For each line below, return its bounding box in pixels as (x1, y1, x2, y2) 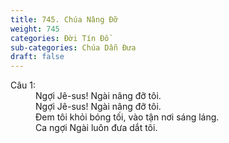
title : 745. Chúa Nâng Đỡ (10, 14, 118, 25)
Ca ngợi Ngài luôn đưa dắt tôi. (35, 122, 158, 134)
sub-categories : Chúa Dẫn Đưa (10, 42, 137, 53)
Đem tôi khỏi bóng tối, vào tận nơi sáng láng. (35, 111, 220, 123)
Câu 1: (10, 79, 37, 91)
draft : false (10, 52, 65, 62)
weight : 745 (10, 24, 60, 34)
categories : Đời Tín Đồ (10, 33, 110, 43)
